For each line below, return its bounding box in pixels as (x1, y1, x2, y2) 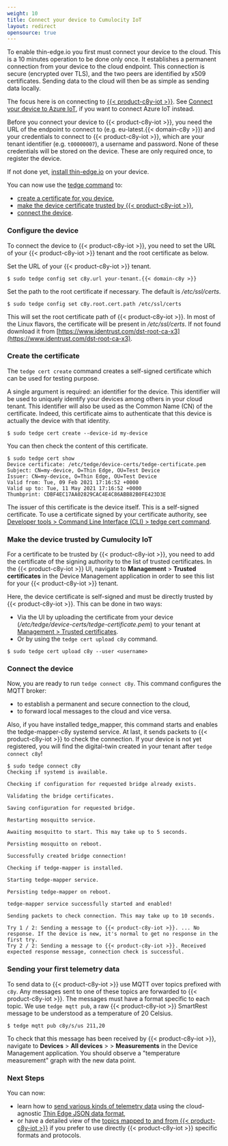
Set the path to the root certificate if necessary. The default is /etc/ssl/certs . (7, 287, 221, 295)
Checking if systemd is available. (7, 769, 109, 776)
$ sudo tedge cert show (7, 455, 75, 462)
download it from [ (7, 327, 59, 335)
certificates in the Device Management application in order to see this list (7, 572, 215, 581)
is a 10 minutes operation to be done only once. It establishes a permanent (7, 55, 216, 64)
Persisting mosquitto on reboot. (7, 841, 102, 848)
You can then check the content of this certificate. (7, 442, 148, 450)
